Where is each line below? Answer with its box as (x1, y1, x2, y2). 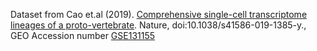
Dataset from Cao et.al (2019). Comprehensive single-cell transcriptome (10, 9, 308, 20)
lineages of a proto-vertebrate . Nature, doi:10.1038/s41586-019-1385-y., (10, 19, 307, 31)
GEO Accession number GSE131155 (10, 30, 156, 41)
